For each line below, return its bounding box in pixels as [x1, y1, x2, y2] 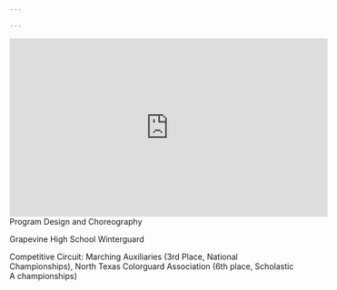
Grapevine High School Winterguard [9, 233, 145, 245]
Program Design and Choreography [9, 216, 143, 227]
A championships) [9, 270, 77, 281]
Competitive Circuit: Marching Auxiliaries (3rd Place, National [9, 251, 238, 262]
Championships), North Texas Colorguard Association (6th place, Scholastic [9, 260, 294, 272]
